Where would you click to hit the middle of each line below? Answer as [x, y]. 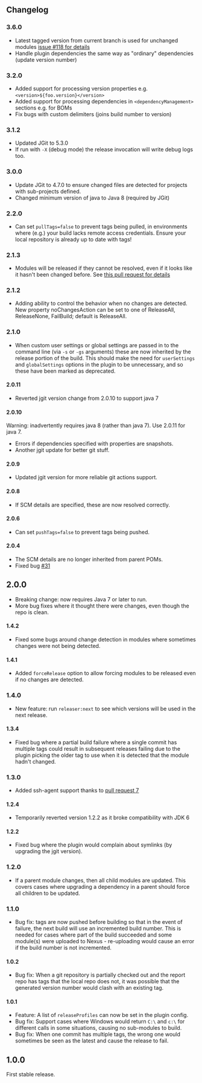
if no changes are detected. [49, 679]
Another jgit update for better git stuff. [62, 450]
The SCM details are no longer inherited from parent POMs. [89, 559]
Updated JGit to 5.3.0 [41, 143]
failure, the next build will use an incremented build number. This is [98, 928]
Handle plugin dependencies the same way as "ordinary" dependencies [104, 53]
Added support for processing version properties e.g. [81, 88]
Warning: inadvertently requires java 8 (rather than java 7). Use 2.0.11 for [96, 425]
